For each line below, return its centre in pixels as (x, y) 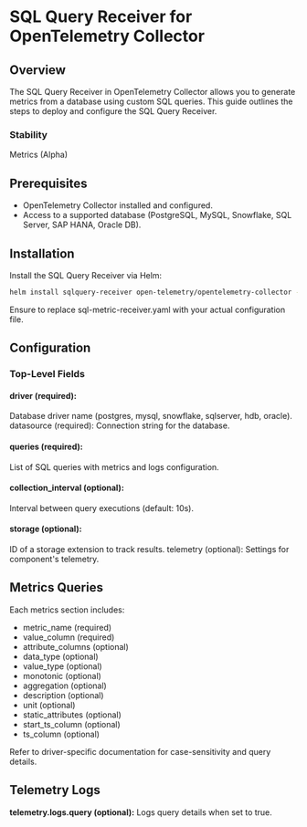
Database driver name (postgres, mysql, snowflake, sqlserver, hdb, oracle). (151, 416)
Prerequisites (48, 183)
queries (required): (47, 446)
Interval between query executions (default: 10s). (102, 508)
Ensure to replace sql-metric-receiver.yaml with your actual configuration (148, 309)
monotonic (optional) (62, 675)
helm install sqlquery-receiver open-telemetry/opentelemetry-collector (151, 292)
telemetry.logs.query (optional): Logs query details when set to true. (141, 812)
